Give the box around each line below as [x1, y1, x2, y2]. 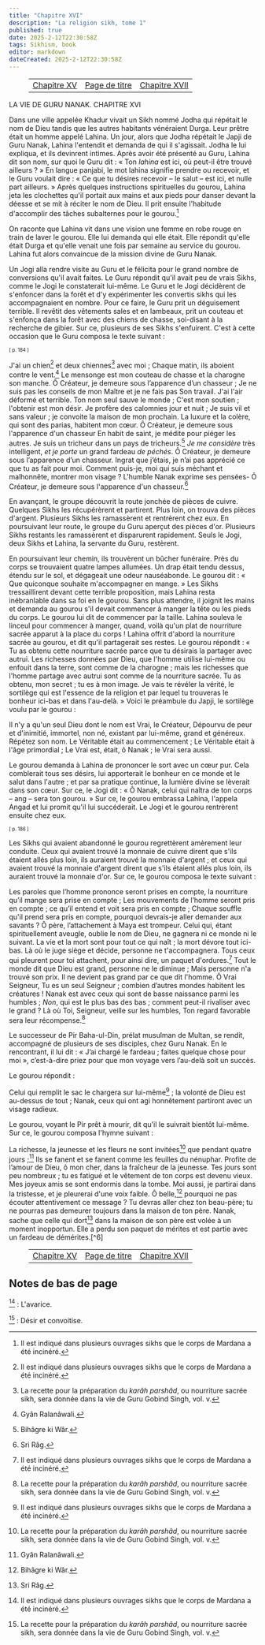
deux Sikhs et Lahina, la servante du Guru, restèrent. [9, 539, 179, 548]
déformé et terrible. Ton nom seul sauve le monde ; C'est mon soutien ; [9, 395, 240, 405]
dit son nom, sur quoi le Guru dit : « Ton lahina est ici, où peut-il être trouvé [9, 157, 252, 166]
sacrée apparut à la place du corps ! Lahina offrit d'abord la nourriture [9, 629, 235, 639]
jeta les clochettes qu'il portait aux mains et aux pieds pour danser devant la [9, 190, 256, 200]
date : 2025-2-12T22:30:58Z [9, 33, 98, 42]
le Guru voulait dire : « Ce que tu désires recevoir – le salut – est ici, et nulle [9, 173, 252, 183]
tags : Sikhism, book [9, 41, 77, 49]
